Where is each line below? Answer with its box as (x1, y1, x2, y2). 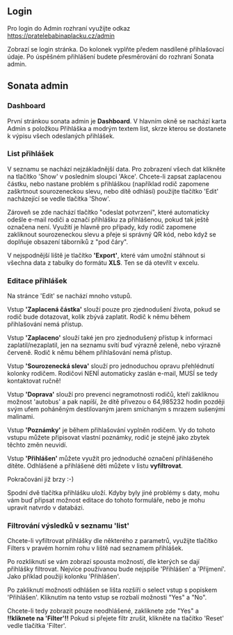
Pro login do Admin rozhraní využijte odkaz (7, 24, 131, 32)
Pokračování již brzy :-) (7, 475, 74, 484)
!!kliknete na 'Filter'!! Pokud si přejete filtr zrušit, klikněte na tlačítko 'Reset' (7, 614, 225, 622)
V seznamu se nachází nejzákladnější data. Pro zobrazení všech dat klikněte (7, 165, 226, 173)
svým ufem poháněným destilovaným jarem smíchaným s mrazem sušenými (7, 405, 226, 413)
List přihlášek (7, 149, 54, 159)
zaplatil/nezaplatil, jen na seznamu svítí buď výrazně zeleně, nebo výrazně (7, 341, 221, 349)
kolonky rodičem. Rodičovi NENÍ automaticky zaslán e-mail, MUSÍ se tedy (7, 369, 218, 378)
